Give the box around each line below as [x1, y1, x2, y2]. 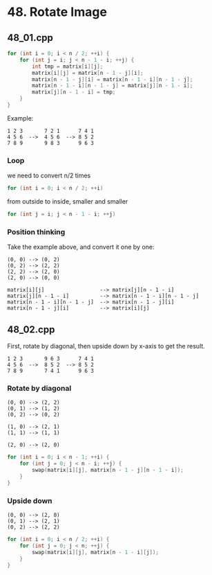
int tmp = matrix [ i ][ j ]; [32, 63, 104, 70]
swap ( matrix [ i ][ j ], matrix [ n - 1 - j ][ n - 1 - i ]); [32, 467, 184, 474]
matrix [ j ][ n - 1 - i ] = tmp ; [32, 89, 116, 96]
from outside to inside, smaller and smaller [7, 197, 128, 206]
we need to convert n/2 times [7, 171, 91, 180]
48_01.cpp [7, 32, 53, 44]
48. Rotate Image [7, 4, 107, 20]
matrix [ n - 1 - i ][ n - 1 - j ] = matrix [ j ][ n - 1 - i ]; [32, 82, 193, 89]
